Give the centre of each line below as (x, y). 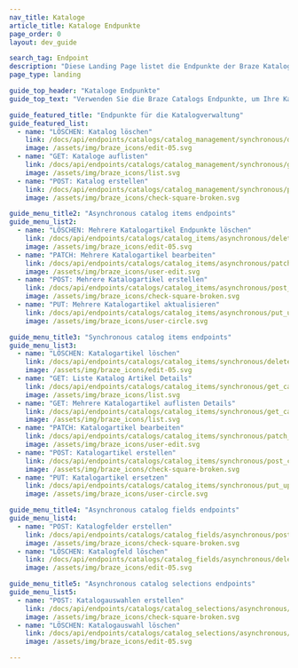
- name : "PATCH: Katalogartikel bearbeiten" (101, 428)
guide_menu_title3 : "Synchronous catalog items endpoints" (121, 337)
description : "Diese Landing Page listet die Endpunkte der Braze (134, 67)
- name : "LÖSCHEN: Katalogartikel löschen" (98, 354)
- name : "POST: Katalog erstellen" (83, 181)
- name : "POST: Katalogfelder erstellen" (95, 526)
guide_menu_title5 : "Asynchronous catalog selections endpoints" (132, 584)
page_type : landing (45, 75)
